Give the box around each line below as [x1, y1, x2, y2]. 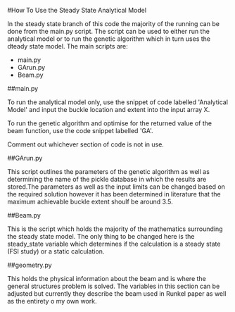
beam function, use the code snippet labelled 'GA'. [7, 127, 153, 135]
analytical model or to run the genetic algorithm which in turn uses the [7, 35, 211, 43]
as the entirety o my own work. [7, 297, 97, 305]
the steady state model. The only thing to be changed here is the [7, 232, 195, 240]
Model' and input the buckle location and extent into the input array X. [7, 106, 210, 113]
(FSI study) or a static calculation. [7, 247, 105, 256]
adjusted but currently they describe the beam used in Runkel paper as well [7, 289, 227, 298]
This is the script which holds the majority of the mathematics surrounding [7, 225, 223, 233]
